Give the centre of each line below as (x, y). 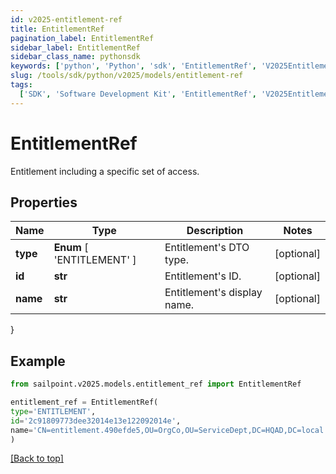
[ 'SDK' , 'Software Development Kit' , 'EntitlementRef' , (138, 94)
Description (215, 231)
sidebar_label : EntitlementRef (75, 47)
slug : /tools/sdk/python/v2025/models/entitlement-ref (127, 76)
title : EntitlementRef (57, 29)
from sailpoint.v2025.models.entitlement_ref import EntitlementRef (156, 384)
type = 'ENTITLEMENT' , (53, 411)
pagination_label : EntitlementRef (82, 38)
